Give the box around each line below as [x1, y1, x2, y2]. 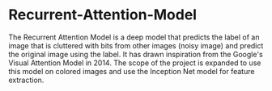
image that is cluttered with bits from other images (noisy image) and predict [8, 40, 264, 50]
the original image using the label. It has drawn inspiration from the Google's [8, 49, 263, 59]
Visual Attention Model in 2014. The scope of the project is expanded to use [8, 58, 261, 68]
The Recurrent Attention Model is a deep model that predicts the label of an [8, 32, 260, 42]
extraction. [8, 75, 45, 85]
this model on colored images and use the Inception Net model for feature [8, 66, 255, 76]
